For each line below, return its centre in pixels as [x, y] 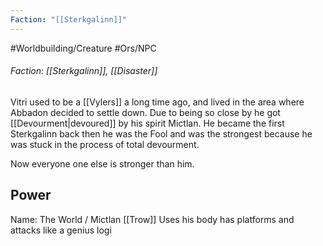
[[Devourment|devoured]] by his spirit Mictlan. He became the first [147, 123]
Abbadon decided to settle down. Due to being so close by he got [145, 112]
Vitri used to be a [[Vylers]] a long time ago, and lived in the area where [157, 102]
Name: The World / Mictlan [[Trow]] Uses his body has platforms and [152, 219]
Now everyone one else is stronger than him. [102, 163]
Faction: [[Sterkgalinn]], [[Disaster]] [84, 71]
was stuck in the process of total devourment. [105, 144]
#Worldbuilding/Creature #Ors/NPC [83, 48]
